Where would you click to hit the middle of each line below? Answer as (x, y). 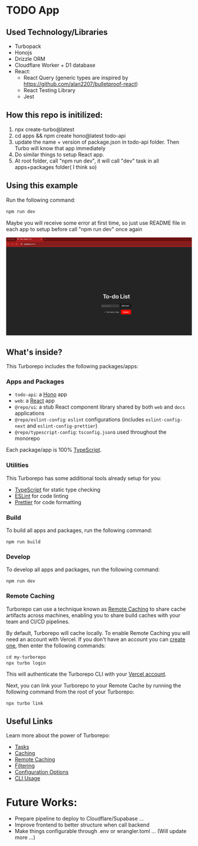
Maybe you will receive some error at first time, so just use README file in (96, 223)
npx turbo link (25, 703)
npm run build (24, 542)
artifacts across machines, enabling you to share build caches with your (93, 615)
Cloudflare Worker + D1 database (55, 65)
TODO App (33, 10)
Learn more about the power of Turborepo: (58, 735)
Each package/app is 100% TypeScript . (54, 450)
